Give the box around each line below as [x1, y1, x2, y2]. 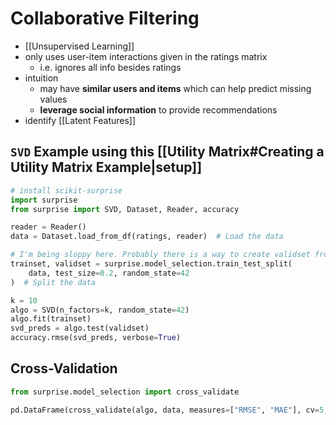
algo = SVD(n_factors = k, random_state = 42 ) [10, 305, 190, 315]
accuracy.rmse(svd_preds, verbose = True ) [10, 333, 182, 343]
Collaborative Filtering [10, 7, 200, 30]
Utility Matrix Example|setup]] [10, 159, 203, 176]
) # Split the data [10, 277, 97, 287]
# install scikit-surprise [10, 185, 123, 196]
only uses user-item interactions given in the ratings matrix [24, 50, 268, 62]
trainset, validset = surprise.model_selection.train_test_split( [10, 259, 293, 269]
